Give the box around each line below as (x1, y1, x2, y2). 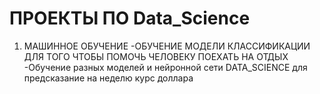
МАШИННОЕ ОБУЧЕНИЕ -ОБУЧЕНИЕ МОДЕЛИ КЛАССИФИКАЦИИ (23, 40, 311, 52)
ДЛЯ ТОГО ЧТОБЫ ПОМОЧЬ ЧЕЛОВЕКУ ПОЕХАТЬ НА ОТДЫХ (23, 50, 289, 62)
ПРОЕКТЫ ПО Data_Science (9, 7, 251, 30)
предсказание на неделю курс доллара (23, 72, 194, 84)
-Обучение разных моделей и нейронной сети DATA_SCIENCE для (23, 61, 308, 73)
